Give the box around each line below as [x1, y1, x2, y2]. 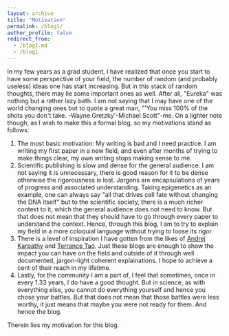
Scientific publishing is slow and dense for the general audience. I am [17, 161, 215, 169]
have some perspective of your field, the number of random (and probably [7, 74, 218, 83]
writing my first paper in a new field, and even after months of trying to [17, 146, 218, 155]
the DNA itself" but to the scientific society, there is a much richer [17, 198, 204, 206]
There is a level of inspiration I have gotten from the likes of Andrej [17, 234, 206, 242]
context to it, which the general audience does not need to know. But [17, 204, 212, 213]
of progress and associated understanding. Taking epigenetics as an [17, 183, 212, 191]
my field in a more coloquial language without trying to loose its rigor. [17, 227, 213, 235]
